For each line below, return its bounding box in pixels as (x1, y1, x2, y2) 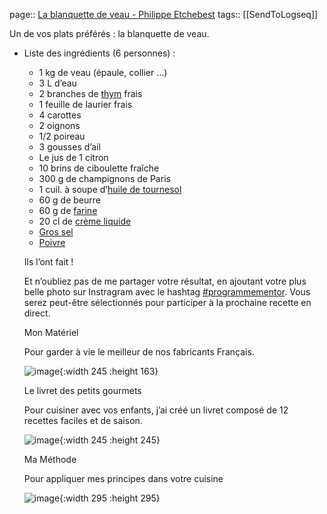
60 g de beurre (38, 194, 101, 206)
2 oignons (38, 120, 81, 131)
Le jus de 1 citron (38, 152, 109, 163)
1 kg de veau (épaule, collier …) (38, 67, 168, 78)
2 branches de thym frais (38, 88, 143, 99)
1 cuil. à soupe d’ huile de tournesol (38, 184, 182, 195)
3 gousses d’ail (38, 141, 101, 153)
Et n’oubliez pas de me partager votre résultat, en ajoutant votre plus (23, 275, 307, 287)
